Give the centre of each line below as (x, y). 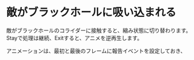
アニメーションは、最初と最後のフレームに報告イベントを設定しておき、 (96, 51)
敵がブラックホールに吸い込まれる (92, 12)
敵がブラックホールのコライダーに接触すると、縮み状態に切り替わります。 (99, 30)
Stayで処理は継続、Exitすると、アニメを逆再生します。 (74, 38)
